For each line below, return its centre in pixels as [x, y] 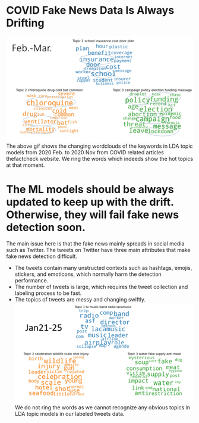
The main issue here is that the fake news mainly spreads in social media [95, 244]
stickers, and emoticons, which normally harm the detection [88, 274]
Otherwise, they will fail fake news [93, 214]
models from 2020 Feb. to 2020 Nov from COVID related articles [85, 153]
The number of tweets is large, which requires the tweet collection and [101, 287]
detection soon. [46, 227]
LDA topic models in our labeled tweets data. [70, 414]
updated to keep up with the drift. [90, 202]
